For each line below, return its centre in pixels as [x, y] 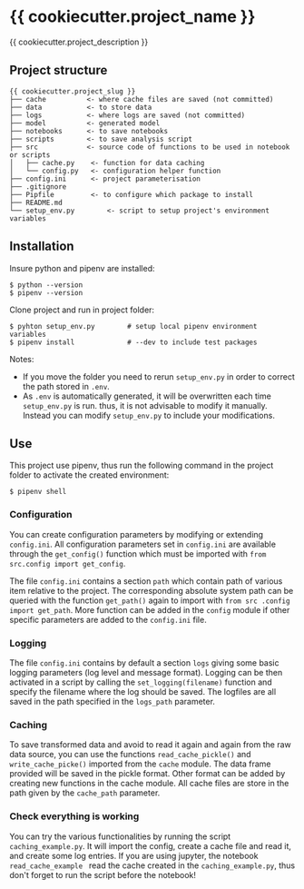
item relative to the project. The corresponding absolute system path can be [152, 590]
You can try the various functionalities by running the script [120, 836]
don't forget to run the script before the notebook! [103, 874]
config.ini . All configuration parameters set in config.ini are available [143, 544]
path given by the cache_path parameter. [85, 793]
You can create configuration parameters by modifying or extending [137, 534]
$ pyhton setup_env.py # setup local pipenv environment [133, 326]
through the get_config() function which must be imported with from [138, 553]
